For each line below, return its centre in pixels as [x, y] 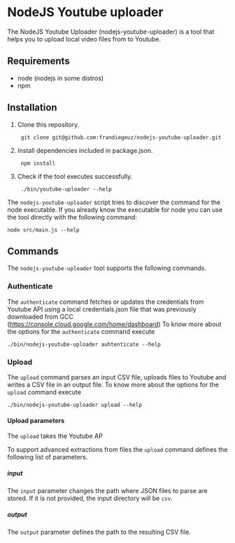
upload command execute [44, 392]
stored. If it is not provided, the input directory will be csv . [90, 498]
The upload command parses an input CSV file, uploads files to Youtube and [117, 377]
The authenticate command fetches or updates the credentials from [106, 302]
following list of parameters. [48, 457]
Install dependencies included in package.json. [85, 150]
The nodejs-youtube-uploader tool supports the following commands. [107, 268]
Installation [32, 108]
